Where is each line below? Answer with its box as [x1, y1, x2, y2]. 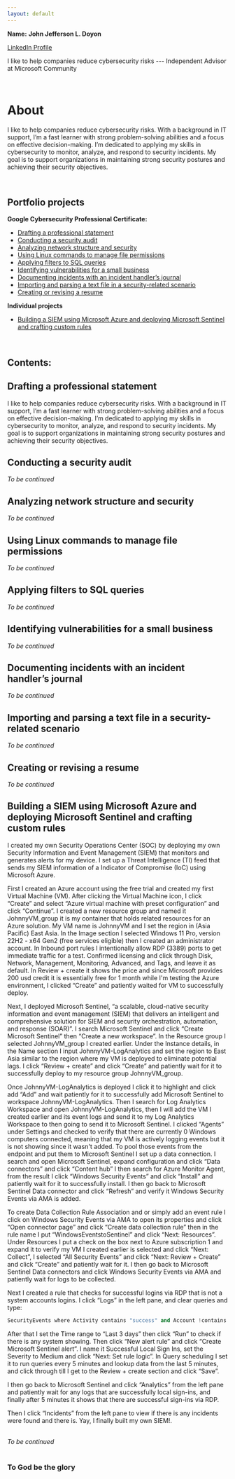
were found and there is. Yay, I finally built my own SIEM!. [7, 1416, 173, 1424]
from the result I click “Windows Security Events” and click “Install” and [7, 1171, 213, 1181]
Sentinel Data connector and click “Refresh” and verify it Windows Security [7, 1187, 224, 1195]
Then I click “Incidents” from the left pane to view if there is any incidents [7, 1409, 219, 1417]
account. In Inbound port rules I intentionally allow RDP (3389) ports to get [7, 944, 222, 952]
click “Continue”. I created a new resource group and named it [7, 907, 187, 915]
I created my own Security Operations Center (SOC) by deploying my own [7, 841, 220, 849]
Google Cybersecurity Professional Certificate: [7, 215, 148, 223]
